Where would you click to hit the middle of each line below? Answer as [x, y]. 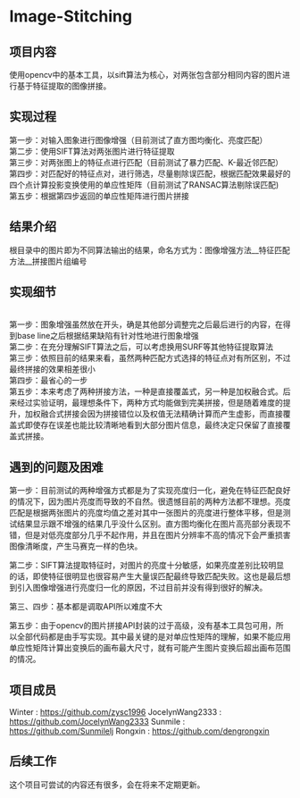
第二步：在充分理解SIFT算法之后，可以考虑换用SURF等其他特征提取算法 [142, 347]
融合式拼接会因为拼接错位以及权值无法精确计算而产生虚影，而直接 [161, 414]
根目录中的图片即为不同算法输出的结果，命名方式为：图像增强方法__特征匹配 [150, 250]
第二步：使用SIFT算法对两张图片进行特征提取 [92, 151]
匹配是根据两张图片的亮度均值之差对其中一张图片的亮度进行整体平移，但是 [146, 513]
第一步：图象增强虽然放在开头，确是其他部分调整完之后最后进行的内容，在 [146, 324]
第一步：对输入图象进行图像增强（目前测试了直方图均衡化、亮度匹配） [138, 139]
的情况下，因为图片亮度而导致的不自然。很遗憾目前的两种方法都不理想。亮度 [150, 501]
